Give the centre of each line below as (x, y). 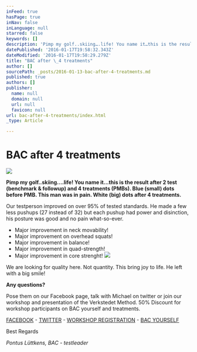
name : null (25, 93)
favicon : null (28, 110)
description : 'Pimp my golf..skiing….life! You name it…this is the (91, 45)
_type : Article (25, 121)
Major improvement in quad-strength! (60, 249)
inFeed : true (22, 11)
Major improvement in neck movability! (61, 230)
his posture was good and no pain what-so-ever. (65, 219)
